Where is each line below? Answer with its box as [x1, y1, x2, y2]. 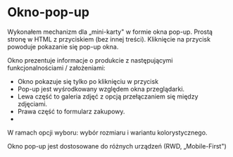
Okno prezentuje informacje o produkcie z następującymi [7, 56, 173, 64]
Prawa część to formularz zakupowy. [17, 107, 125, 115]
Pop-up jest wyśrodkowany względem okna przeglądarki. [17, 84, 185, 93]
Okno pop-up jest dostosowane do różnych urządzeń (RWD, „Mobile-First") [7, 142, 227, 150]
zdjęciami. [17, 99, 48, 108]
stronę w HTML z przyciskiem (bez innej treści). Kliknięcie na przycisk [7, 34, 211, 43]
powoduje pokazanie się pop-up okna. [7, 42, 119, 51]
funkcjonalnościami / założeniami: [7, 63, 106, 72]
